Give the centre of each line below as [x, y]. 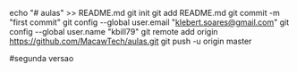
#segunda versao [42, 58]
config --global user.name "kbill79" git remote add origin [114, 32]
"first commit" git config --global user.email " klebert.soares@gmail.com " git [149, 22]
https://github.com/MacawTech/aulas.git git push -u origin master [131, 41]
